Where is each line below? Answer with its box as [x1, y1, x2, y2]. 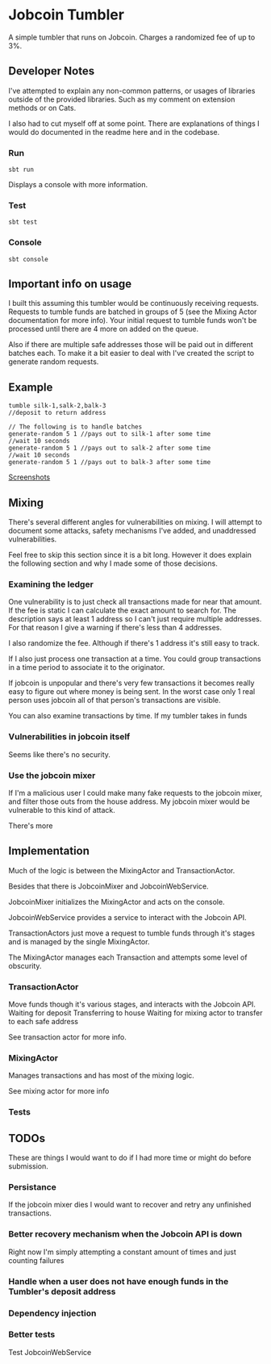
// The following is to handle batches [8, 423, 143, 431]
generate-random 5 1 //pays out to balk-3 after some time [8, 458, 211, 467]
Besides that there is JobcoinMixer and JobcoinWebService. [8, 881, 209, 891]
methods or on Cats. [8, 103, 77, 112]
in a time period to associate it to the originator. [8, 663, 165, 672]
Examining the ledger [8, 579, 94, 590]
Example [8, 380, 53, 394]
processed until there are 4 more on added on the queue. [8, 324, 199, 334]
